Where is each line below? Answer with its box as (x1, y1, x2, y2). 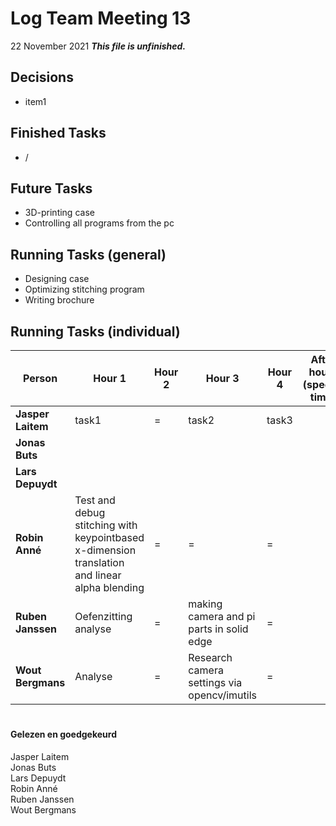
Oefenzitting (74, 610, 133, 623)
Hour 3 (205, 372, 240, 385)
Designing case (24, 273, 90, 285)
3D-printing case (24, 207, 95, 219)
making (188, 597, 223, 611)
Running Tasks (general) (10, 246, 167, 263)
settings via (188, 676, 243, 689)
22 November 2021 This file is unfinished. (10, 40, 187, 52)
